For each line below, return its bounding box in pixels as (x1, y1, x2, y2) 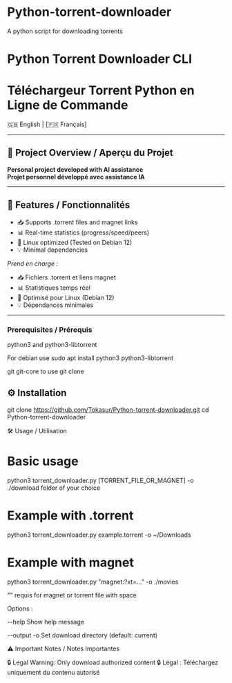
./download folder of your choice (7, 484, 101, 492)
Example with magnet (7, 555, 135, 570)
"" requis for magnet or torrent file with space (7, 591, 137, 599)
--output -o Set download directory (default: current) (7, 631, 157, 639)
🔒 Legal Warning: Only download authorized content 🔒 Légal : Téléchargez (7, 658, 219, 666)
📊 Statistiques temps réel (17, 284, 91, 292)
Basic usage (7, 453, 79, 469)
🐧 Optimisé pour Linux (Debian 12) (17, 293, 115, 301)
